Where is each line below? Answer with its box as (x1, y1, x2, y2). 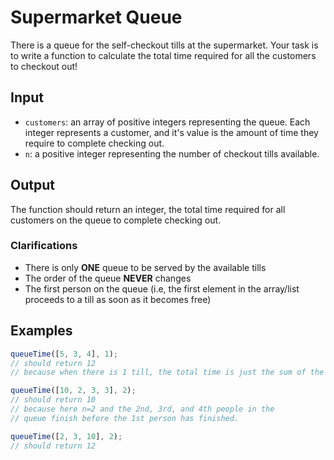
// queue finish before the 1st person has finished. (10, 413, 240, 423)
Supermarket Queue (10, 6, 183, 29)
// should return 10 (10, 395, 97, 405)
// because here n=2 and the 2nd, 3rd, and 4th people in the (10, 404, 275, 415)
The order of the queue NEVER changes (24, 272, 192, 284)
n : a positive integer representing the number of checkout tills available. (24, 147, 320, 160)
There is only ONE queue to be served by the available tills (24, 261, 267, 273)
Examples (10, 322, 73, 340)
